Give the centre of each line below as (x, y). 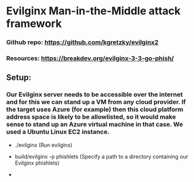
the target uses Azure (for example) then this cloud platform (95, 110)
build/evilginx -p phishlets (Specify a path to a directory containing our (101, 156)
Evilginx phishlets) (37, 163)
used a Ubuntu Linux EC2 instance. (58, 132)
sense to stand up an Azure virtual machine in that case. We (95, 125)
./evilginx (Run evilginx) (43, 145)
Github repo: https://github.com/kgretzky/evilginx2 (82, 42)
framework (34, 24)
